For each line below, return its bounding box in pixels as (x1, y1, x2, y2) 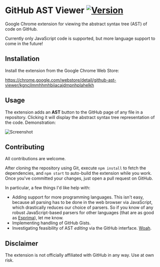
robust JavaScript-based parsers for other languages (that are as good (12, 210, 154, 216)
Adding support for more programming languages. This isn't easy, (12, 194, 144, 200)
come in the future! (5, 40, 43, 46)
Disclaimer (5, 239, 38, 248)
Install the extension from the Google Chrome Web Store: (5, 67, 119, 73)
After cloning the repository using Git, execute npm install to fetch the (5, 165, 146, 171)
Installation (5, 55, 40, 63)
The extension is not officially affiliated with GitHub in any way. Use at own (5, 252, 154, 258)
